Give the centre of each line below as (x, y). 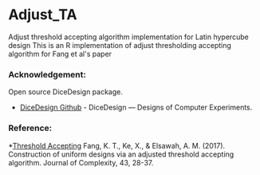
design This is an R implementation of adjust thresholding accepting (120, 45)
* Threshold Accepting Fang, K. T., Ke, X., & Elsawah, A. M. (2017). (117, 145)
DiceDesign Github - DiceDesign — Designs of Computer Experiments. (136, 107)
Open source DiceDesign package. (66, 92)
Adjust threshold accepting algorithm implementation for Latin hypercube (128, 37)
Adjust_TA (43, 15)
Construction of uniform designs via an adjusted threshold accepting (121, 154)
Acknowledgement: (47, 74)
